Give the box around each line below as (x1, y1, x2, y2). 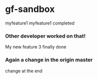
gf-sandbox (5, 3, 55, 15)
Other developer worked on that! (5, 32, 86, 39)
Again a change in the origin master (5, 56, 93, 63)
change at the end (5, 67, 43, 73)
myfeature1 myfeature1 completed (5, 20, 75, 26)
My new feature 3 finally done (5, 44, 67, 50)
